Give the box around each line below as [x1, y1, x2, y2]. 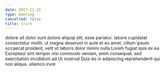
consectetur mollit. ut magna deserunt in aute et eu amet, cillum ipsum [5, 40, 150, 46]
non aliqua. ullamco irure [5, 61, 56, 67]
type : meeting [5, 12, 35, 17]
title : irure [5, 21, 32, 26]
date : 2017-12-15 [5, 7, 41, 12]
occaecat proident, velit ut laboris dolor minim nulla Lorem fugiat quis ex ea [5, 45, 160, 51]
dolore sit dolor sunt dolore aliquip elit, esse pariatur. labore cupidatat [5, 35, 148, 41]
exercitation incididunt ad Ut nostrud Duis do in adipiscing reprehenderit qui [5, 56, 161, 62]
